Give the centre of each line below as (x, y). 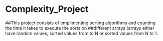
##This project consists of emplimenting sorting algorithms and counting (80, 23)
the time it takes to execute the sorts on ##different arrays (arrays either (80, 28)
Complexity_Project (47, 9)
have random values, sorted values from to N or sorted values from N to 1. (81, 33)
